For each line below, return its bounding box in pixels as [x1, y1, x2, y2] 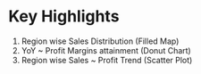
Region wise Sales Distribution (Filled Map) [21, 36, 180, 46]
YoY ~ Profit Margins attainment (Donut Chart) [21, 45, 191, 55]
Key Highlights [8, 6, 120, 27]
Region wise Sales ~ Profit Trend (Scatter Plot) [21, 54, 193, 65]
